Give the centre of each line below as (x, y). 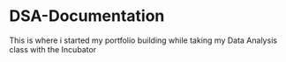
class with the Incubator (53, 49)
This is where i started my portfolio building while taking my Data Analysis (143, 40)
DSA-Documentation (87, 16)
